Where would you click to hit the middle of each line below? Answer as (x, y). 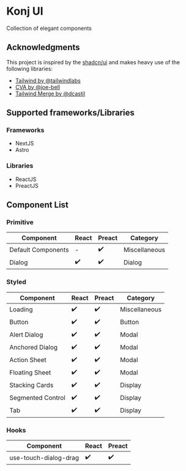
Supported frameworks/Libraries (70, 113)
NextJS (24, 143)
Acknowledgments (43, 47)
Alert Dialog (26, 335)
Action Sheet (28, 360)
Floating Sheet (30, 373)
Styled (16, 282)
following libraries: (30, 69)
